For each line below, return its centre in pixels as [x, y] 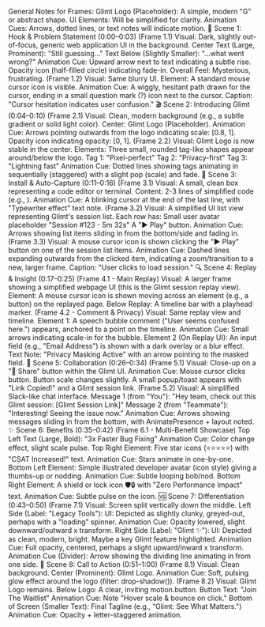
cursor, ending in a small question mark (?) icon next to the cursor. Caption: [131, 95]
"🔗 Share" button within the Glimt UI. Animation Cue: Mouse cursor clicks [127, 371]
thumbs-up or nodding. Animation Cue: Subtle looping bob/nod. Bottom [124, 476]
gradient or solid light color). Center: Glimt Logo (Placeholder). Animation [127, 124]
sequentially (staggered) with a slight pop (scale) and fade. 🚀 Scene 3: [123, 174]
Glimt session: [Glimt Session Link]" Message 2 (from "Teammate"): [118, 405]
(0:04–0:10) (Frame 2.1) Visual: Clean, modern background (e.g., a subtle [126, 115]
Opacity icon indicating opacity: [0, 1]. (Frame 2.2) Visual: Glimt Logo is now [131, 141]
